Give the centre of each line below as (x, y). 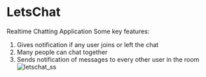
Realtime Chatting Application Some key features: (78, 31)
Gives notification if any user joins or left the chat (88, 44)
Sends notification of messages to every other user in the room (108, 59)
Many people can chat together (62, 52)
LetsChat (34, 12)
